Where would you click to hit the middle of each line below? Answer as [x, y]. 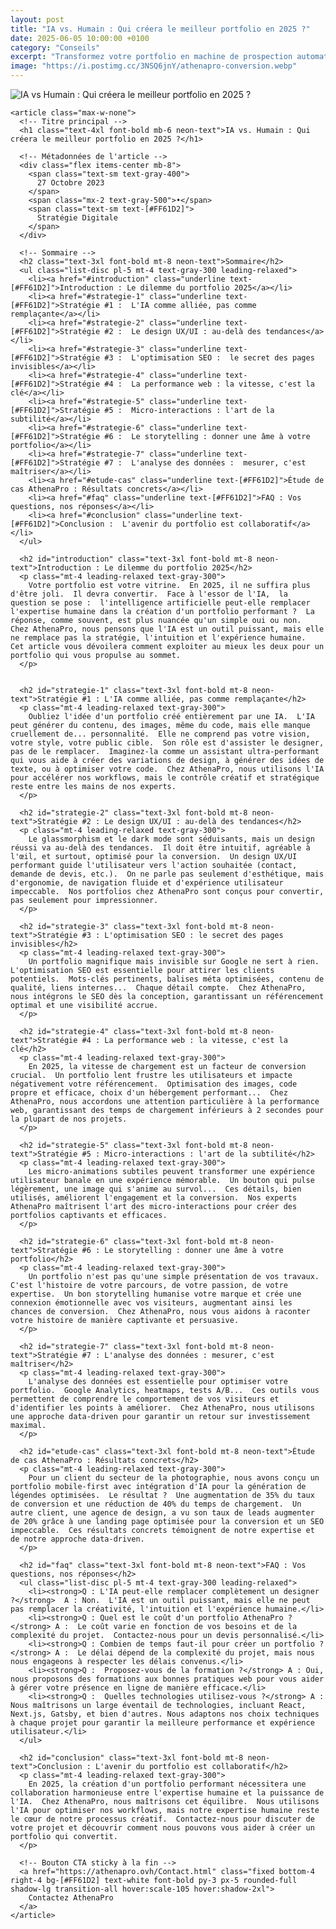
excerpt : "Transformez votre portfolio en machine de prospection [151, 57]
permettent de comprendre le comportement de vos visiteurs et [145, 1399]
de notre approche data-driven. [77, 1539]
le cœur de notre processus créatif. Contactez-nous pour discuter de [162, 1819]
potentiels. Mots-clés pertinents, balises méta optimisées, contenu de [167, 979]
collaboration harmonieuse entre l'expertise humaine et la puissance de [167, 1793]
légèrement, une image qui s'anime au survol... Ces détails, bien [156, 1189]
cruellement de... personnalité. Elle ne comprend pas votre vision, [160, 734]
